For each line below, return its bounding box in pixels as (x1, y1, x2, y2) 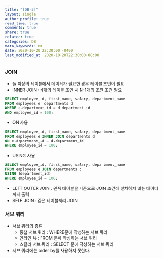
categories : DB (5, 39, 36, 44)
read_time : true (5, 21, 38, 26)
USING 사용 (12, 152, 35, 158)
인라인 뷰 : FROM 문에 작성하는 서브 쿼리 (19, 235, 97, 241)
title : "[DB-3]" (5, 7, 38, 12)
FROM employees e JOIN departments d (5, 167, 82, 172)
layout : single (5, 12, 36, 17)
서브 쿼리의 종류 (12, 223, 42, 229)
